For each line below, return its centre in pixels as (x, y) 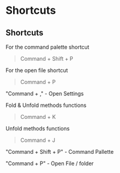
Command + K (38, 117)
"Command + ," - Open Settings (45, 93)
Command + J (38, 140)
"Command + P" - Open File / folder (50, 163)
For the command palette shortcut (47, 47)
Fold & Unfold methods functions (46, 105)
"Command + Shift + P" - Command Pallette (60, 152)
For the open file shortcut (37, 70)
